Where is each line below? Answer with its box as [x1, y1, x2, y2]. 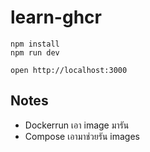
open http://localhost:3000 [10, 65, 128, 75]
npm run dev [10, 47, 60, 58]
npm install [10, 39, 60, 49]
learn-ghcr [10, 6, 102, 29]
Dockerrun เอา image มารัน [24, 119, 130, 131]
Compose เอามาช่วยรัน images [24, 130, 140, 142]
